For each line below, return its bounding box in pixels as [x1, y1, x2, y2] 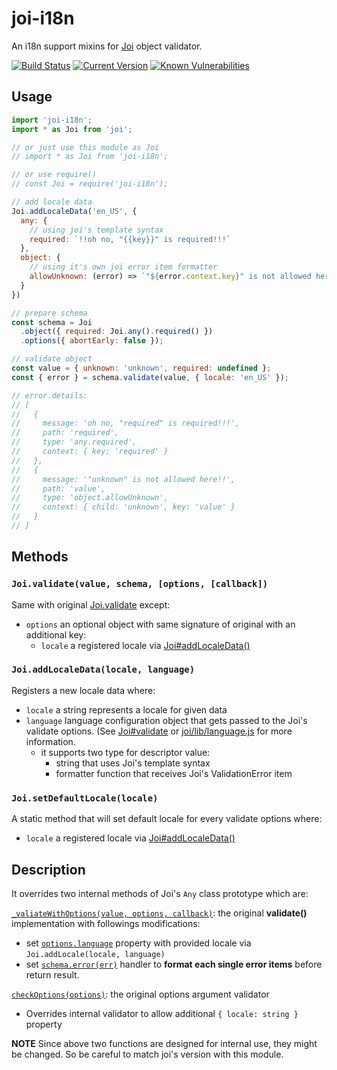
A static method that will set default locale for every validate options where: [11, 813, 323, 825]
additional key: [25, 628, 87, 641]
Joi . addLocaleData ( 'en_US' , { [11, 206, 138, 216]
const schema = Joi [11, 317, 93, 327]
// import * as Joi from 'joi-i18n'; [11, 152, 169, 162]
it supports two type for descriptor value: [40, 746, 211, 758]
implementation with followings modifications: [11, 917, 201, 929]
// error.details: [11, 390, 88, 401]
